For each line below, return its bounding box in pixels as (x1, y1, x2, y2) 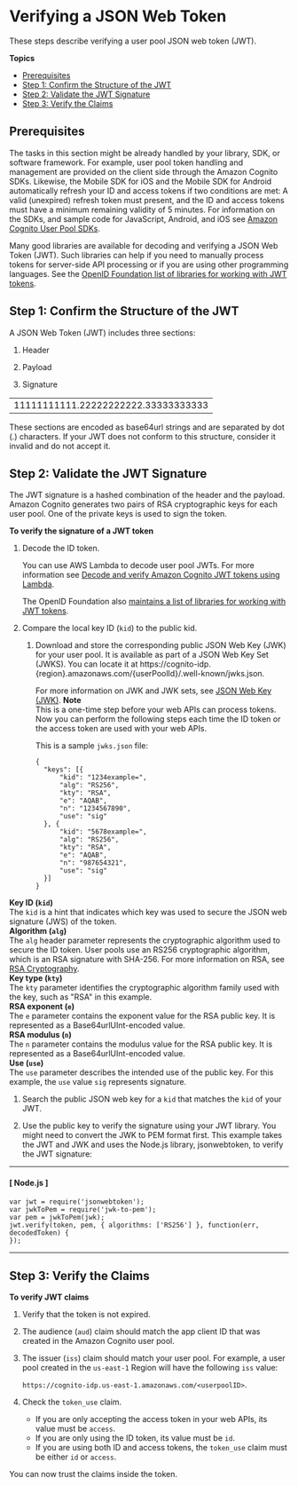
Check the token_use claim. (21, 1396, 122, 1408)
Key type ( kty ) (9, 973, 63, 984)
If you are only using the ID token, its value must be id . (35, 1433, 235, 1443)
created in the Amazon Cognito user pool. (21, 1336, 176, 1347)
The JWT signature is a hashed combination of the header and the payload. (9, 490, 286, 501)
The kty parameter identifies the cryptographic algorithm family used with (9, 983, 279, 993)
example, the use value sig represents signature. (9, 1077, 187, 1087)
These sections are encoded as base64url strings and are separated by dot (9, 422, 286, 432)
